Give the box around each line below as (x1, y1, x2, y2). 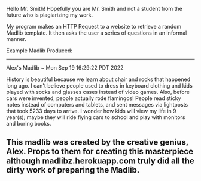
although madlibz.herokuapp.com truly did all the (6, 156, 194, 166)
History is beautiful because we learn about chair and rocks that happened (6, 76, 190, 83)
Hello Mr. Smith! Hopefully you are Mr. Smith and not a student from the (6, 5, 182, 12)
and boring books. (6, 120, 51, 127)
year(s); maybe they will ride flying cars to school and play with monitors (6, 114, 185, 121)
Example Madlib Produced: (6, 47, 73, 54)
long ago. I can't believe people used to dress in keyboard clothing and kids (6, 82, 193, 89)
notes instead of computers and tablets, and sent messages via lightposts (6, 101, 188, 108)
